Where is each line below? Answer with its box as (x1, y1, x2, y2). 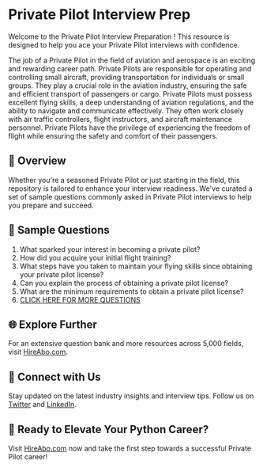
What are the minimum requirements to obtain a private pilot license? (19, 287, 244, 296)
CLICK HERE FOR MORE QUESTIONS (19, 295, 141, 304)
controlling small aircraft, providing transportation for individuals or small (8, 72, 245, 82)
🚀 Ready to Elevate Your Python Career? (8, 422, 209, 436)
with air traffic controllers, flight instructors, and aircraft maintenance (8, 114, 233, 124)
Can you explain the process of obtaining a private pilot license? (19, 278, 229, 287)
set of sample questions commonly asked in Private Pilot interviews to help (8, 192, 252, 201)
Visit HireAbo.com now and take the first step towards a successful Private (8, 443, 251, 453)
